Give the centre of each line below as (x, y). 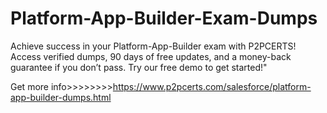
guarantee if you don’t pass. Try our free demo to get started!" (139, 67)
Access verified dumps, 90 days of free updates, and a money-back (151, 56)
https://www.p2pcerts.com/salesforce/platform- (212, 86)
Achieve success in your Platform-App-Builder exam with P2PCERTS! (153, 46)
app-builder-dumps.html (61, 97)
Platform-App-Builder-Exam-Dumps (164, 18)
